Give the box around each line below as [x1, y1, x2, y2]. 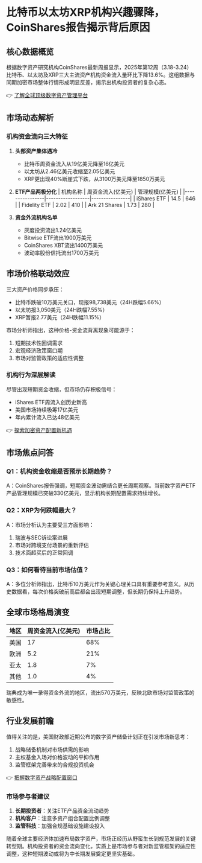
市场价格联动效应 [6, 269, 70, 279]
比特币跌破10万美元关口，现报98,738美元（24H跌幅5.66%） [14, 298, 165, 305]
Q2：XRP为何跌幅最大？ [6, 506, 77, 515]
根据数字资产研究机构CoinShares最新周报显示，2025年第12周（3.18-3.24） [6, 64, 192, 71]
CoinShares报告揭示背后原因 [6, 21, 150, 34]
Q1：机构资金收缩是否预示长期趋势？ [6, 467, 112, 476]
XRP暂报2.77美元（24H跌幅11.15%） [14, 313, 105, 320]
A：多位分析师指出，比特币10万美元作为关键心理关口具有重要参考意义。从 [6, 581, 189, 588]
